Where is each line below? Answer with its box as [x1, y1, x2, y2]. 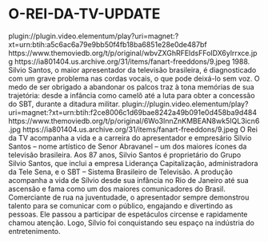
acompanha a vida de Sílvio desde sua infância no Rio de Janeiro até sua [8, 175, 250, 184]
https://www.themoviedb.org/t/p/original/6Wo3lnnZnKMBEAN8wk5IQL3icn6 [8, 116, 260, 125]
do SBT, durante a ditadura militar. [8, 99, 121, 109]
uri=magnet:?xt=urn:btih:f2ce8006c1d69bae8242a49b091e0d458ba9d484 [8, 107, 258, 117]
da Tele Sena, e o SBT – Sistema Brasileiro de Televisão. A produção [8, 167, 234, 177]
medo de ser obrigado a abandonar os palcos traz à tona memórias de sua [8, 81, 254, 92]
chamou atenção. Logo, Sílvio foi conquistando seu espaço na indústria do [8, 217, 254, 228]
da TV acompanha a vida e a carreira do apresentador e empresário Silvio [8, 133, 252, 142]
